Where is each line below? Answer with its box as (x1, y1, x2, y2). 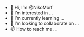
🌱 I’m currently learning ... (10, 15, 65, 21)
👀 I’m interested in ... (10, 10, 53, 16)
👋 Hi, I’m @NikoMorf (10, 5, 53, 10)
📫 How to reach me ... (10, 26, 58, 32)
